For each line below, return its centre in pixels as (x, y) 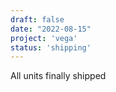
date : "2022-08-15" (51, 29)
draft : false (37, 19)
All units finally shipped (58, 76)
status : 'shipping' (51, 47)
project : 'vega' (44, 38)
